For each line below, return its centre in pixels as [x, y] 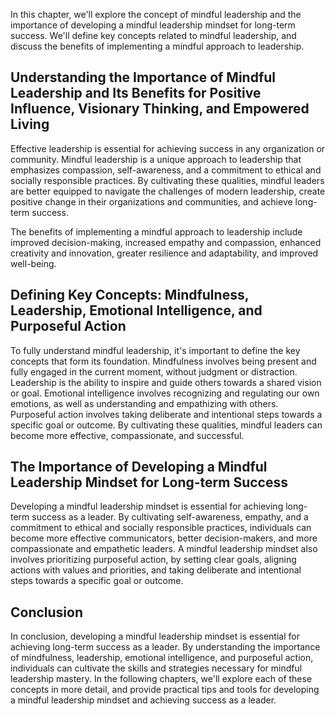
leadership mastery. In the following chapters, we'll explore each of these [161, 679]
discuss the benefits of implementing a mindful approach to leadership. [157, 46]
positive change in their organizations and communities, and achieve [151, 201]
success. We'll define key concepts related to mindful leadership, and [153, 35]
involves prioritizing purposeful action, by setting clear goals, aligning [153, 560]
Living [30, 124]
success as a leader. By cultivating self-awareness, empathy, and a [170, 517]
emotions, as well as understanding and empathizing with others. [144, 403]
